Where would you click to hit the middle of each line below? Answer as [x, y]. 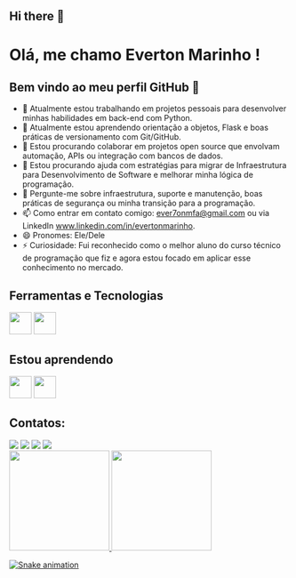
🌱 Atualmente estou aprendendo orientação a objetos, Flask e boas [145, 128]
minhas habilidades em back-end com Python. [107, 118]
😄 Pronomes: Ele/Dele [63, 236]
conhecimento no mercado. [72, 268]
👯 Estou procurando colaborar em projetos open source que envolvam [151, 147]
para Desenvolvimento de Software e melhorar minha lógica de [137, 175]
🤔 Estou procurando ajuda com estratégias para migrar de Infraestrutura [154, 165]
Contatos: [37, 423]
